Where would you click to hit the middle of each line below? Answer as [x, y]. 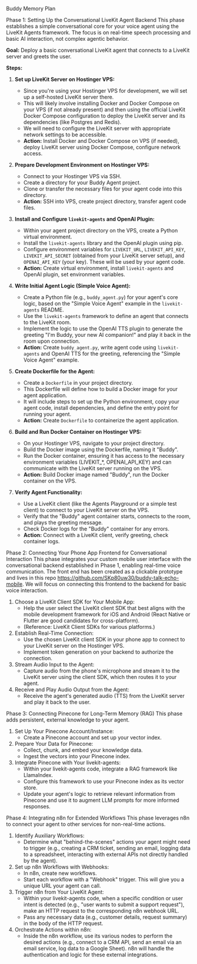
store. [31, 788]
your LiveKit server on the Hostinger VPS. [74, 646]
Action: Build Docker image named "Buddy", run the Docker [96, 475]
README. [52, 310]
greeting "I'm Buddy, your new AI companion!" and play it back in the [107, 335]
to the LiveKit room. [47, 322]
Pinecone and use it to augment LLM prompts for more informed [101, 800]
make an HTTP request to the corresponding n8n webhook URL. [101, 911]
